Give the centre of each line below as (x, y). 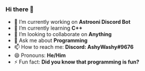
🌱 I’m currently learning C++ (48, 28)
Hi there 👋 (20, 9)
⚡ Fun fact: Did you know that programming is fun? (77, 62)
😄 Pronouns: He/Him (40, 55)
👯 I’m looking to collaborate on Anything (63, 34)
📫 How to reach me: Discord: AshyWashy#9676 (74, 47)
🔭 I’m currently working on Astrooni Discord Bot (72, 22)
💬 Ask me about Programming (51, 41)
